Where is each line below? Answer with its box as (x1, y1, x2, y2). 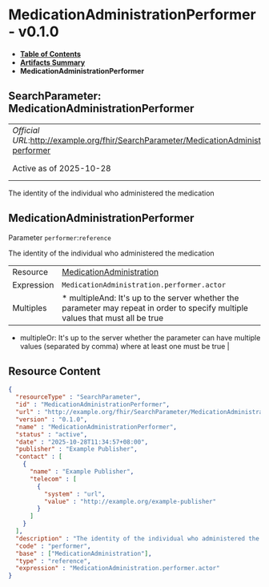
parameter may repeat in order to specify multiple (62, 302, 248, 313)
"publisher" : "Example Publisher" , (15, 445, 138, 453)
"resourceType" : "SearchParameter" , (15, 393, 142, 401)
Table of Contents (19, 49, 82, 58)
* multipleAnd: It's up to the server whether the (62, 292, 239, 304)
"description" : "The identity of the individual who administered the (15, 534, 260, 542)
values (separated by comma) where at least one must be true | (19, 341, 230, 351)
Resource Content (8, 364, 101, 378)
